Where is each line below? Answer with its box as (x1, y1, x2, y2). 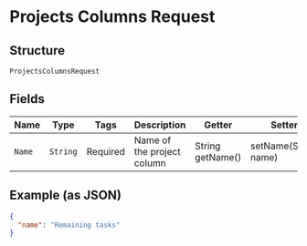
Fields (9, 91, 46, 107)
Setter (270, 118, 299, 131)
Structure (9, 43, 66, 58)
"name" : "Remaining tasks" (17, 220, 121, 230)
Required (86, 145, 126, 158)
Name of (133, 134, 172, 147)
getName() (195, 150, 242, 163)
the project (133, 145, 181, 158)
